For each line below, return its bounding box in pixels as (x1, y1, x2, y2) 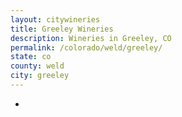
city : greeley (10, 71, 70, 81)
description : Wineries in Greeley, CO (10, 33, 172, 43)
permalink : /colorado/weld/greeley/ (10, 42, 163, 53)
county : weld (10, 61, 65, 71)
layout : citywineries (10, 14, 101, 25)
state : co (10, 52, 52, 62)
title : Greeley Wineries (10, 24, 114, 34)
